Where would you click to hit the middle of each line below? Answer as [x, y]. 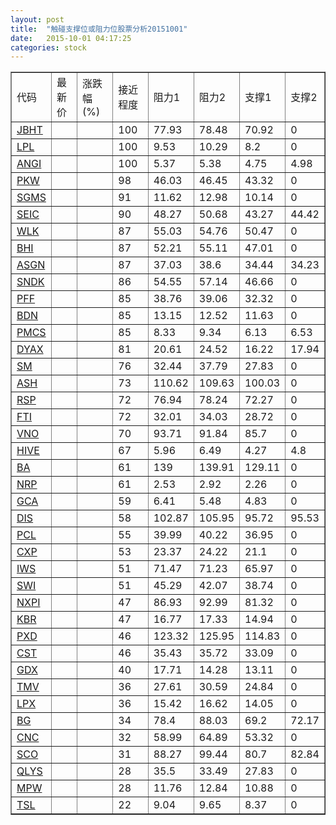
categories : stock [48, 47]
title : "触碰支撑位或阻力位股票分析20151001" [99, 29]
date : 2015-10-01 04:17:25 [71, 38]
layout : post [37, 19]
